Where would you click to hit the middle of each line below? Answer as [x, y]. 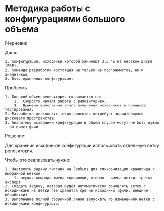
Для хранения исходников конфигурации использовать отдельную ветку [82, 145]
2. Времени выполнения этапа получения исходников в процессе [80, 105]
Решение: [15, 136]
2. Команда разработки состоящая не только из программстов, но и [74, 70]
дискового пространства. [30, 118]
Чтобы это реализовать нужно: [38, 160]
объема [22, 29]
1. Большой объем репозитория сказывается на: [54, 97]
